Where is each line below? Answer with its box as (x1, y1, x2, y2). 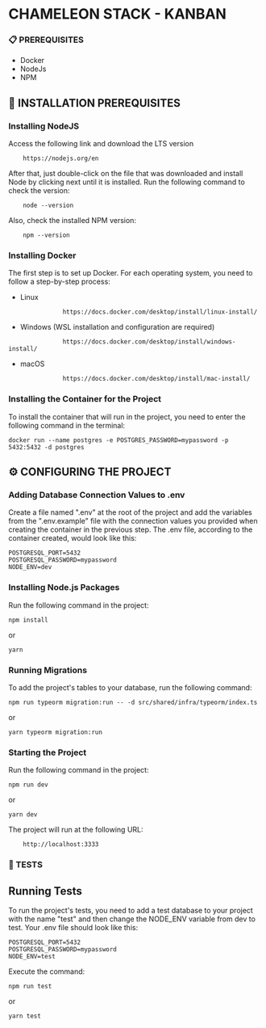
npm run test (8, 983, 52, 991)
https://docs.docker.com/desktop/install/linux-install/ (62, 308, 258, 316)
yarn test (8, 1012, 42, 1021)
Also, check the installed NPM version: (8, 216, 137, 225)
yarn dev (8, 811, 38, 819)
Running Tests (8, 884, 82, 898)
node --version (23, 201, 74, 210)
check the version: (8, 186, 70, 196)
